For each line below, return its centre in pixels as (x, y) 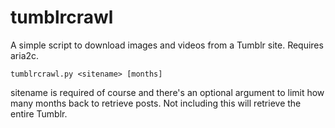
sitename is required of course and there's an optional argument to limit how (167, 92)
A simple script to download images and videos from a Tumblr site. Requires (167, 45)
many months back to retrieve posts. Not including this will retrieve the (156, 103)
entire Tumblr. (39, 113)
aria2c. (25, 55)
